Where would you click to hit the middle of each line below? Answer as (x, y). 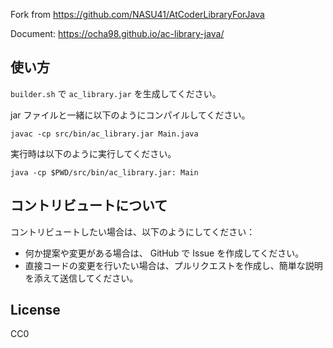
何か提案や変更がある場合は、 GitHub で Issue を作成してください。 (164, 253)
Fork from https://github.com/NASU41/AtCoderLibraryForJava (137, 14)
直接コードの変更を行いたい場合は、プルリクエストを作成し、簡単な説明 (173, 265)
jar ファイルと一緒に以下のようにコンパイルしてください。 (130, 115)
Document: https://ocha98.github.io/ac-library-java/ (117, 33)
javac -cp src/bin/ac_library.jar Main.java (104, 134)
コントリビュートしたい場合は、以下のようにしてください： (133, 231)
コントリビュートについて (89, 205)
